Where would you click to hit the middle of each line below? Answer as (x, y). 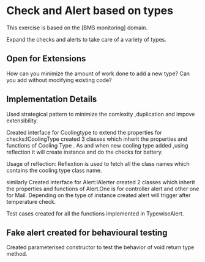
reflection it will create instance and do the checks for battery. (85, 152)
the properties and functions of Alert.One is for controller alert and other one (103, 189)
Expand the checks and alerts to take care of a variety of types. (87, 39)
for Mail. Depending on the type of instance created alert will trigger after (99, 195)
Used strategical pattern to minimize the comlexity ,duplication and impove (101, 114)
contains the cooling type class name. (54, 170)
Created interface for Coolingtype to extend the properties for (84, 132)
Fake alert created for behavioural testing (87, 232)
